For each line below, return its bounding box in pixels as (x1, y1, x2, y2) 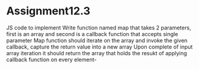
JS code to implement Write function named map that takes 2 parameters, (6, 24, 191, 31)
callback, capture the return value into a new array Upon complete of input (6, 43, 193, 50)
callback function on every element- (6, 56, 97, 63)
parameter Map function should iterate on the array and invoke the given (6, 37, 188, 44)
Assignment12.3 (6, 4, 91, 18)
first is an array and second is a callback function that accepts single (6, 30, 178, 37)
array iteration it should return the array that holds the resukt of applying (6, 49, 187, 56)
